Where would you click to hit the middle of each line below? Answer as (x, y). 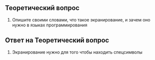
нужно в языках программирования (50, 25)
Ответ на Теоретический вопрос (57, 40)
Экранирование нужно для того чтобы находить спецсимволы (77, 52)
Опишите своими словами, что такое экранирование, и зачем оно (81, 20)
